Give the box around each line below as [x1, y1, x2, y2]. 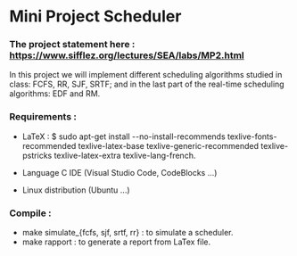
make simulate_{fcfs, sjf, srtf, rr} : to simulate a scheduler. [21, 227, 234, 238]
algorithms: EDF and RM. [9, 88, 101, 99]
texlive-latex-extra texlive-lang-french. [54, 150, 196, 161]
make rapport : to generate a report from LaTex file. [21, 236, 211, 247]
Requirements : [9, 111, 78, 123]
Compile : [9, 207, 52, 219]
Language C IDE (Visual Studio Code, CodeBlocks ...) [21, 167, 218, 178]
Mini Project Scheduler [9, 6, 182, 27]
